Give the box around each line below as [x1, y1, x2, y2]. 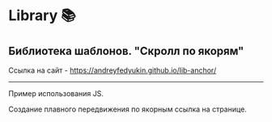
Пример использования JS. [8, 89, 104, 98]
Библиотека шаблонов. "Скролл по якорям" [8, 44, 244, 57]
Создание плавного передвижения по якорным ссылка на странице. [8, 104, 247, 114]
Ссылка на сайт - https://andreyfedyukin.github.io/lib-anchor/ [8, 65, 217, 75]
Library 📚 [8, 6, 77, 25]
